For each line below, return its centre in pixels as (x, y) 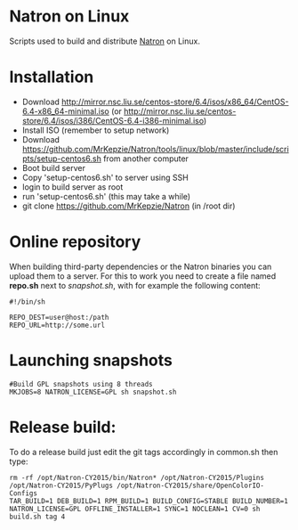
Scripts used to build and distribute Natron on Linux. (105, 41)
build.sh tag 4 (37, 517)
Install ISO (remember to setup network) (96, 130)
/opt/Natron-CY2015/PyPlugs (61, 485)
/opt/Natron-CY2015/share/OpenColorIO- (191, 485)
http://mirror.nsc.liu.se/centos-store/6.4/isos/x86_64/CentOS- (175, 102)
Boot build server (54, 167)
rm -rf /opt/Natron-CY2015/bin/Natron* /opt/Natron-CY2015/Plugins (137, 477)
